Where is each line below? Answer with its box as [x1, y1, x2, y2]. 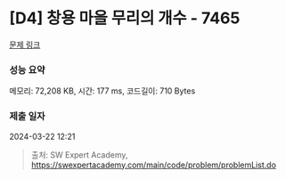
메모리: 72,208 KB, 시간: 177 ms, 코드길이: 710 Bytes [9, 85, 196, 96]
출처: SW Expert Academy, [30, 149, 128, 160]
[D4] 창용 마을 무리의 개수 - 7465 [9, 8, 240, 28]
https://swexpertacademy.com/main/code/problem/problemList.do [30, 159, 277, 170]
